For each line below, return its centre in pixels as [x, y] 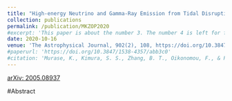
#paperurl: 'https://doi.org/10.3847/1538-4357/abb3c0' [89, 52]
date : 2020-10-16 [32, 39]
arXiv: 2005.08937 [34, 78]
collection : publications [44, 20]
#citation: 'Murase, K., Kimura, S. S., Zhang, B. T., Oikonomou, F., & [114, 58]
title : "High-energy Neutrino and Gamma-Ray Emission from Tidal [103, 13]
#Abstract [21, 91]
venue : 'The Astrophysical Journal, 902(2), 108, [80, 45]
